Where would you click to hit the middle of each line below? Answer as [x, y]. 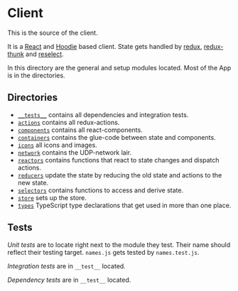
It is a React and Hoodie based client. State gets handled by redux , [105, 46]
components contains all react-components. [80, 130]
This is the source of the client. [53, 33]
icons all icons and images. [57, 145]
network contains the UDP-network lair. [75, 152]
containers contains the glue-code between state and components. [117, 137]
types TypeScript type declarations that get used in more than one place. [124, 205]
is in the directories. [36, 75]
